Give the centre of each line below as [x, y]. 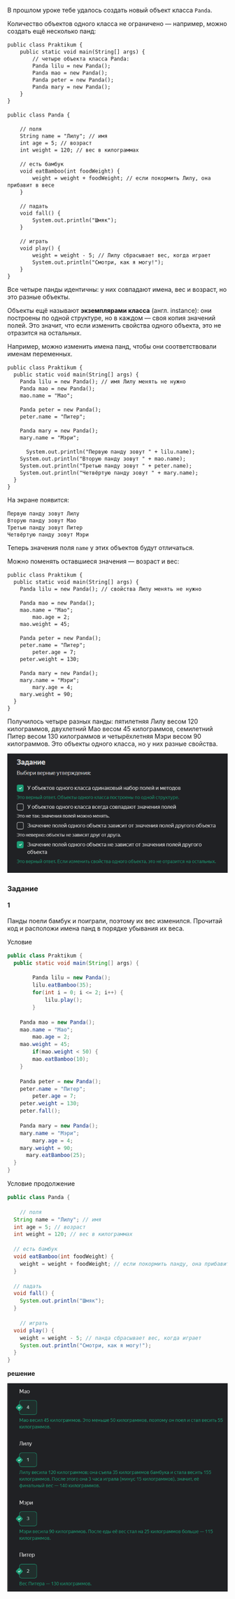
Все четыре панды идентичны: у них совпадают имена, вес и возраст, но [117, 289]
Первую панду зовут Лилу [43, 514]
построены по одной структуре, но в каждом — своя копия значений [111, 318]
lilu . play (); [63, 1000]
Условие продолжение [41, 1184]
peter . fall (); [40, 1111]
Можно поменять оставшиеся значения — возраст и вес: [93, 561]
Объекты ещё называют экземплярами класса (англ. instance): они [109, 310]
